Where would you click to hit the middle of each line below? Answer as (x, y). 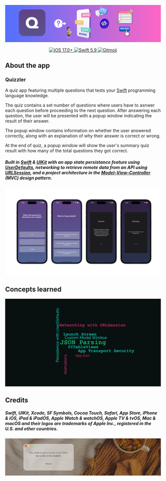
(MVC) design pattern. (29, 178)
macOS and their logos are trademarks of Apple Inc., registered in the (78, 424)
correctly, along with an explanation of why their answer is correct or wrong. (83, 136)
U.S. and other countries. (32, 429)
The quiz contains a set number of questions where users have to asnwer (80, 105)
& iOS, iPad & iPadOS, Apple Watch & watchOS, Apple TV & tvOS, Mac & (81, 418)
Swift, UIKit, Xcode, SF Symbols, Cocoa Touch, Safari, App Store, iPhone (81, 413)
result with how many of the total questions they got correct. (67, 151)
